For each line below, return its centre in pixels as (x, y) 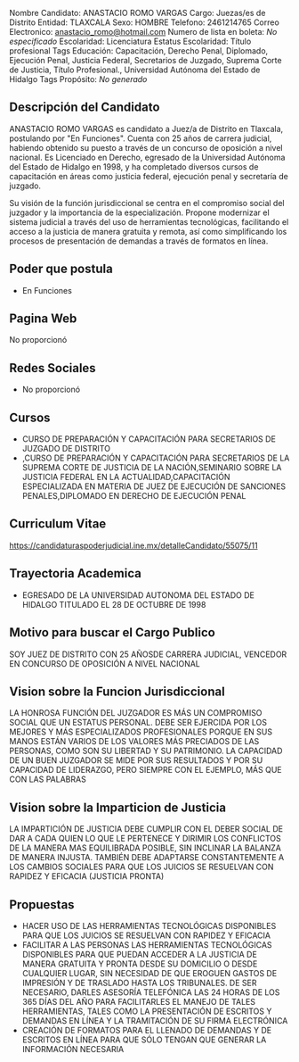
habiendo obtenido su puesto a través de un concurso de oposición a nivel (146, 147)
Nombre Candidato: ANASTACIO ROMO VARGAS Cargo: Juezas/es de (137, 13)
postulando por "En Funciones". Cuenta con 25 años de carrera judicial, (141, 138)
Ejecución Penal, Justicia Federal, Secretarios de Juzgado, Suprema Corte (145, 60)
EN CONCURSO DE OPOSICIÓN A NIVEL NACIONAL (105, 663)
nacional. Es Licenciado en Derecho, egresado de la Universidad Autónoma (147, 157)
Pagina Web (43, 319)
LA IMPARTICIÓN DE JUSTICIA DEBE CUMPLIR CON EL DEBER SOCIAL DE (146, 829)
